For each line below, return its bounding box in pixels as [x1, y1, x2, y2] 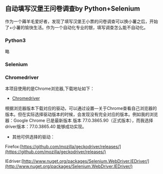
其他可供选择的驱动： [12, 134, 55, 140]
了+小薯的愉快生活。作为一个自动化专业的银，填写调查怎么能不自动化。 [5, 24, 148, 30]
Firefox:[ [5, 144, 22, 150]
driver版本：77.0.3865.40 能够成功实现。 [5, 123, 87, 130]
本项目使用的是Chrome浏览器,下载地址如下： [5, 86, 95, 91]
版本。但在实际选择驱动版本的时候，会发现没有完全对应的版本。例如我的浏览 [5, 111, 158, 118]
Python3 [5, 37, 26, 44]
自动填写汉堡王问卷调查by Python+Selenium [5, 4, 140, 13]
